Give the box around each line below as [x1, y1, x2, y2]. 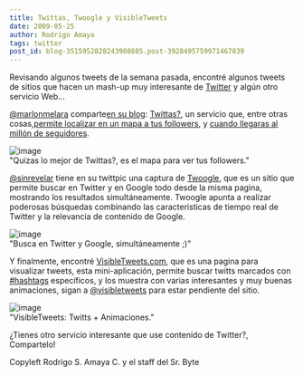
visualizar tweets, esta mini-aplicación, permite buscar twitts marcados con [9, 265, 291, 276]
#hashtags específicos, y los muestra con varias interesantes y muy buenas [9, 275, 292, 286]
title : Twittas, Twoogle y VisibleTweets [9, 13, 168, 23]
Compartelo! [9, 339, 56, 350]
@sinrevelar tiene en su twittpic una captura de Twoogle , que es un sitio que [9, 173, 295, 184]
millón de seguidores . [9, 128, 90, 139]
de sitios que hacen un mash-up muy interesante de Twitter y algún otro [9, 82, 279, 92]
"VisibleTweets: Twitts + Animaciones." [9, 312, 155, 323]
